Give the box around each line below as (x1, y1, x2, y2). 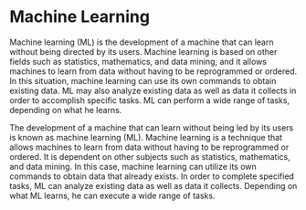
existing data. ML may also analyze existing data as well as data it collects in (9, 85, 297, 96)
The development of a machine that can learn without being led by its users (9, 121, 294, 133)
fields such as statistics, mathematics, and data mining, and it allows (9, 56, 268, 67)
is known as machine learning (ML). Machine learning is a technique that (9, 131, 283, 142)
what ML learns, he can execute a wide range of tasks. (9, 190, 216, 201)
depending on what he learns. (9, 104, 122, 115)
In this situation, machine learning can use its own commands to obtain (9, 75, 277, 86)
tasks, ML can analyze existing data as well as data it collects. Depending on (9, 180, 298, 191)
